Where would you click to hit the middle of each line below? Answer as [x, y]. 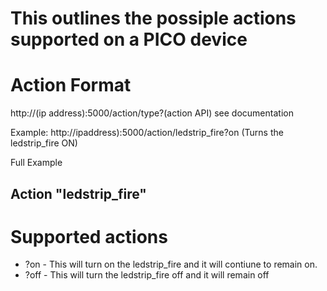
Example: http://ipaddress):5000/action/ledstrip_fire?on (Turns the [147, 133]
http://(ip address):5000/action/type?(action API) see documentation [152, 113]
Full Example [36, 163]
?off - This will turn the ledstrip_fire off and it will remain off [147, 275]
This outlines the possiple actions [153, 18]
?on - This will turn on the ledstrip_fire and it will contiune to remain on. [171, 264]
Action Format [71, 85]
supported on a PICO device [129, 39]
